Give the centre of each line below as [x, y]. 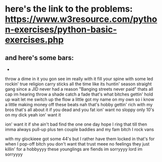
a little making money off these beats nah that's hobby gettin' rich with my [79, 105]
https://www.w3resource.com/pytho [81, 19]
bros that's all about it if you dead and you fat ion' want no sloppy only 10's [80, 110]
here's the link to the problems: [69, 9]
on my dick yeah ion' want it [33, 115]
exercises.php [34, 40]
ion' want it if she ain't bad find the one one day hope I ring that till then [76, 124]
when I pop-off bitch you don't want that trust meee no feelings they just [77, 144]
